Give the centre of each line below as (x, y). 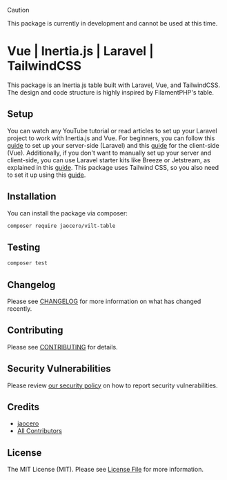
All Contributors (39, 431)
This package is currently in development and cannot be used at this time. (112, 23)
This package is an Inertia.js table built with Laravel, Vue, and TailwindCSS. (114, 85)
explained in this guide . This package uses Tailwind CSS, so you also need (113, 167)
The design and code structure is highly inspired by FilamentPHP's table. (110, 92)
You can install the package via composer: (67, 213)
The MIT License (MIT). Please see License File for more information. (105, 470)
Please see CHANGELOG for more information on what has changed (104, 301)
